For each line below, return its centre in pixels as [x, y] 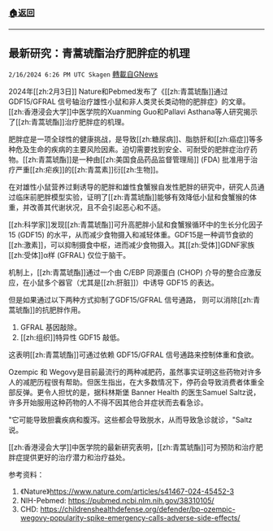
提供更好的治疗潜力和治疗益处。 [76, 458]
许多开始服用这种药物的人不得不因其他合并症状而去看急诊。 [108, 403]
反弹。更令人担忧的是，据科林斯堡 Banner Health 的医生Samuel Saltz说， [138, 393]
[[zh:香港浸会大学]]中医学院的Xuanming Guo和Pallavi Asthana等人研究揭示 [133, 112]
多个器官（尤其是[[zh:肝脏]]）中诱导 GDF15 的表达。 [131, 283]
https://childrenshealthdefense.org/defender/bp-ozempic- [138, 509]
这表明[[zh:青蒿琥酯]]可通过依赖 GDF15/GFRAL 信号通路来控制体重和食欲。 [133, 355]
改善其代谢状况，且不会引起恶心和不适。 [97, 207]
